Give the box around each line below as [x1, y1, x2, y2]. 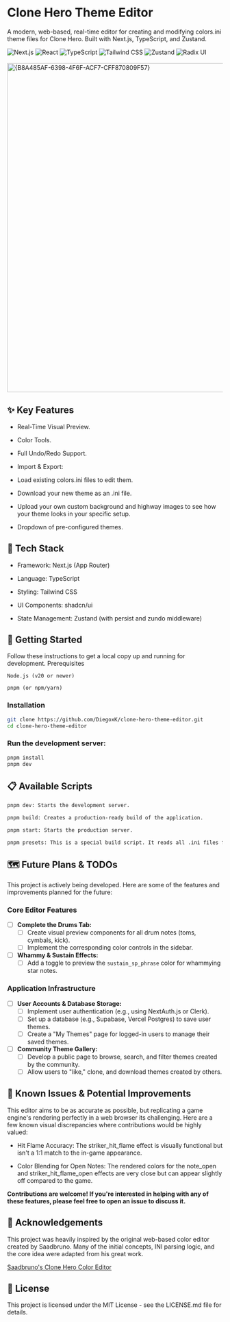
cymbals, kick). [27, 936, 71, 944]
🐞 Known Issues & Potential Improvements [7, 1088, 192, 1100]
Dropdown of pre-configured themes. [16, 522, 123, 531]
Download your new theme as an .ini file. [16, 489, 132, 497]
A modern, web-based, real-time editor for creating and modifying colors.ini [7, 27, 222, 36]
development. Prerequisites [7, 660, 85, 668]
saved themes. [27, 1037, 69, 1046]
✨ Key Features [7, 405, 74, 416]
